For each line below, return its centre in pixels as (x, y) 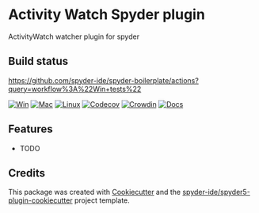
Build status (38, 61)
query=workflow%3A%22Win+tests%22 (75, 89)
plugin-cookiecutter (40, 200)
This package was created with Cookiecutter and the (95, 192)
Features (30, 129)
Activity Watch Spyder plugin (107, 15)
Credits (27, 173)
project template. (102, 200)
